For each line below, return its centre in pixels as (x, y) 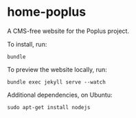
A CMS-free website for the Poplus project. (68, 31)
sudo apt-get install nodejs (49, 107)
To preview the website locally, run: (57, 69)
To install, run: (27, 44)
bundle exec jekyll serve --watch (57, 82)
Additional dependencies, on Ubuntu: (60, 95)
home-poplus (47, 12)
